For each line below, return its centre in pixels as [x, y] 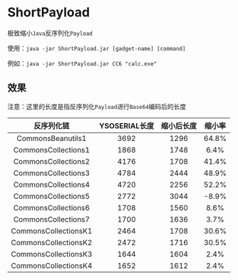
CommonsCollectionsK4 [52, 266]
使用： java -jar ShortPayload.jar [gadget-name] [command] [97, 48]
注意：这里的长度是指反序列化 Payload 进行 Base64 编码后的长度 [97, 106]
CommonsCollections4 [52, 185]
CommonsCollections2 [52, 161]
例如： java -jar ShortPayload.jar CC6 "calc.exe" [82, 63]
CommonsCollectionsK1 [52, 231]
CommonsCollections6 [52, 207]
